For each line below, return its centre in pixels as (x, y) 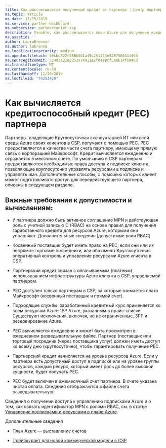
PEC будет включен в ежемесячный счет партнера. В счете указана (84, 381)
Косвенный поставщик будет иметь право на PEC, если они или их (83, 245)
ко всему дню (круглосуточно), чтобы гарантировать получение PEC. (86, 346)
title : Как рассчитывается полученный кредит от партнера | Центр (75, 10)
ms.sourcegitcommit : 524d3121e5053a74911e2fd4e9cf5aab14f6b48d (72, 60)
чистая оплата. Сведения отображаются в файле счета (71, 386)
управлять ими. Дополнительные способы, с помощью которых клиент (81, 174)
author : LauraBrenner (27, 42)
